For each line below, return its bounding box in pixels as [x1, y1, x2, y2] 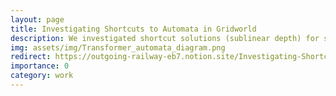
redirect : [10, 52, 52, 62]
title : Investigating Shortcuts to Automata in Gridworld [10, 24, 257, 34]
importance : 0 [10, 61, 70, 71]
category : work [10, 71, 74, 81]
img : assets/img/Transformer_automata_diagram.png [10, 42, 226, 53]
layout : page [10, 14, 65, 25]
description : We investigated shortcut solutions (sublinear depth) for [10, 33, 320, 43]
